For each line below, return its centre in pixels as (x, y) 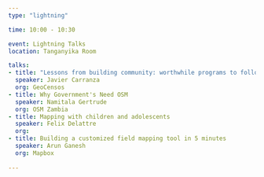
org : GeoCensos (40, 87)
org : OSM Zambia (42, 109)
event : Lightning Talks (47, 44)
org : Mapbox (35, 153)
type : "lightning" (38, 15)
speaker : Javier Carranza (58, 80)
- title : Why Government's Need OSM (68, 94)
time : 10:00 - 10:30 (42, 29)
